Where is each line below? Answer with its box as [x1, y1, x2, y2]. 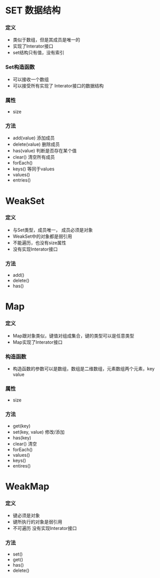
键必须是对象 [12, 513, 40, 519]
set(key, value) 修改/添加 [12, 429, 65, 435]
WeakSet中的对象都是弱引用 [12, 233, 73, 239]
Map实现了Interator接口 [12, 339, 63, 345]
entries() [12, 177, 31, 183]
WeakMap [5, 480, 50, 492]
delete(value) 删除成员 [12, 141, 60, 147]
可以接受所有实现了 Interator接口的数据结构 [12, 82, 104, 88]
